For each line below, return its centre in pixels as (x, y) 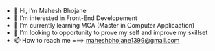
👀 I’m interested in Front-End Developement (75, 18)
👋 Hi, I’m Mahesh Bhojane (50, 11)
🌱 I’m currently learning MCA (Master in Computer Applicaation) (104, 25)
